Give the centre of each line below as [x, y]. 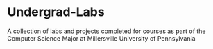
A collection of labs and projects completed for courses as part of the [106, 31]
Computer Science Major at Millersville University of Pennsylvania [101, 38]
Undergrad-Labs [56, 12]
